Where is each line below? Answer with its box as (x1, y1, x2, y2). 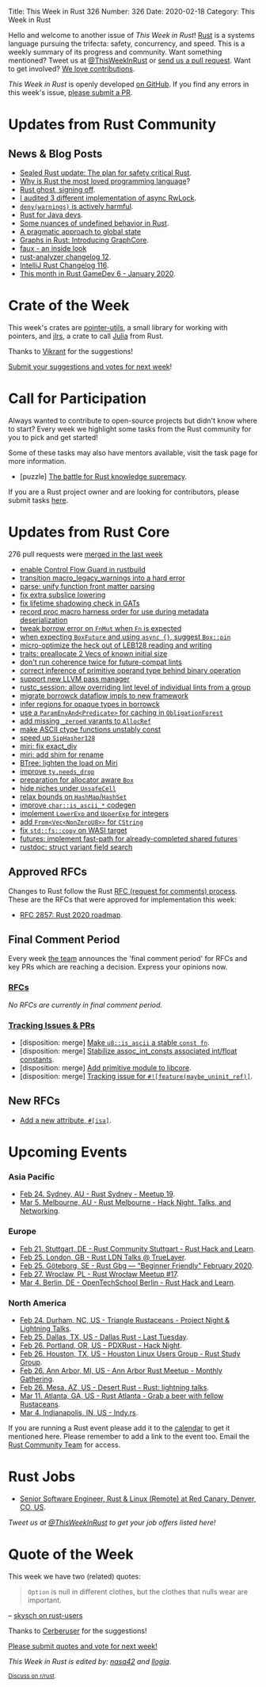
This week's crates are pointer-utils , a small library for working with (8, 322, 228, 332)
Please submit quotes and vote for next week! (8, 1641, 158, 1651)
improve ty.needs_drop (19, 766, 95, 776)
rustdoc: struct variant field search (19, 842, 133, 852)
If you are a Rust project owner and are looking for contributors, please (8, 487, 240, 496)
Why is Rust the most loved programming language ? (19, 177, 191, 185)
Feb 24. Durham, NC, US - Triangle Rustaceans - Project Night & (19, 1315, 230, 1324)
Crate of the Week (8, 297, 130, 315)
